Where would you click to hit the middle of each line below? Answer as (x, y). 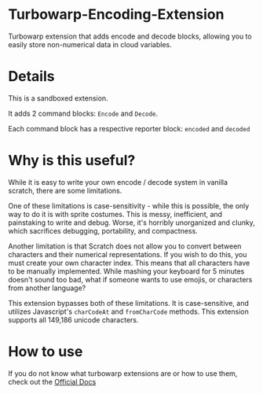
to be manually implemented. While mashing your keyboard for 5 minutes (126, 271)
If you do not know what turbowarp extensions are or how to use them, (123, 373)
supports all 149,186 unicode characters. (73, 319)
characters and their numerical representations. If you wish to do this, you (128, 254)
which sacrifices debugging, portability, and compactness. (103, 230)
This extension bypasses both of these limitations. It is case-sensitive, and (128, 303)
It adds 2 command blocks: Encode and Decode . (83, 113)
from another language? (47, 288)
